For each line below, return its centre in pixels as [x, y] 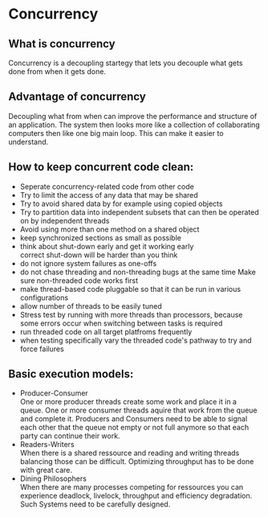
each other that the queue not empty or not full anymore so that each [134, 428]
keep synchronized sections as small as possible [101, 237]
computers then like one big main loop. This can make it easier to [116, 133]
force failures [42, 349]
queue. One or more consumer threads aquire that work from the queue [139, 410]
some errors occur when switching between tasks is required [121, 323]
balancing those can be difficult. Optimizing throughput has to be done [137, 462]
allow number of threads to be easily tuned [91, 306]
